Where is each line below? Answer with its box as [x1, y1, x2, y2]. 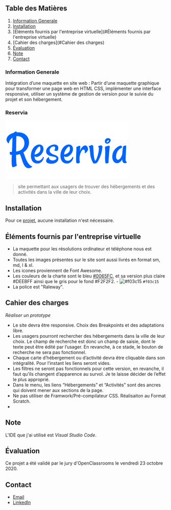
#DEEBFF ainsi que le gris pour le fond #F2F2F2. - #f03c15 [12, 279, 159, 285]
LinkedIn [12, 499, 31, 505]
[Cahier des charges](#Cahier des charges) [12, 39, 105, 45]
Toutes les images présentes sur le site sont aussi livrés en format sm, [12, 257, 161, 263]
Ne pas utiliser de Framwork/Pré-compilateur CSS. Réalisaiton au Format [12, 392, 166, 399]
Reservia [5, 109, 28, 117]
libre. [12, 327, 24, 334]
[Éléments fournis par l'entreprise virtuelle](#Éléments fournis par [12, 28, 151, 35]
